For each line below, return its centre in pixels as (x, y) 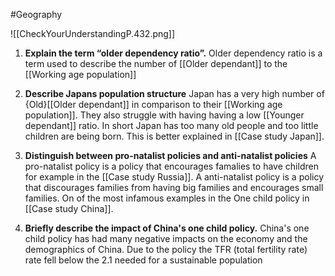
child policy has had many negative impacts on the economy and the (166, 238)
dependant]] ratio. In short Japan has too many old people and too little (171, 125)
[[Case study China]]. (69, 208)
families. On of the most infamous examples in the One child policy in (167, 198)
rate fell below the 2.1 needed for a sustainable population (143, 260)
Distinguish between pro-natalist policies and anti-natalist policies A (170, 155)
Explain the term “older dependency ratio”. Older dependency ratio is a (173, 53)
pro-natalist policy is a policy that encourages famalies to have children (171, 166)
